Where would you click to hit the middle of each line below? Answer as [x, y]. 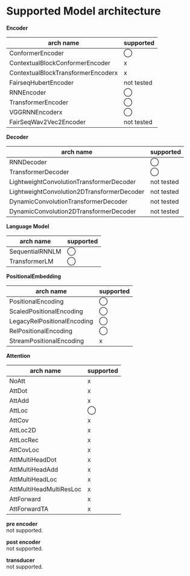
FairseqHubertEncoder [42, 82]
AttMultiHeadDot [33, 460]
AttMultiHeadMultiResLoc [46, 489]
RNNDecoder [28, 162]
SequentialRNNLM [35, 251]
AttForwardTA [29, 509]
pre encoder [22, 524]
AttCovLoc [24, 449]
